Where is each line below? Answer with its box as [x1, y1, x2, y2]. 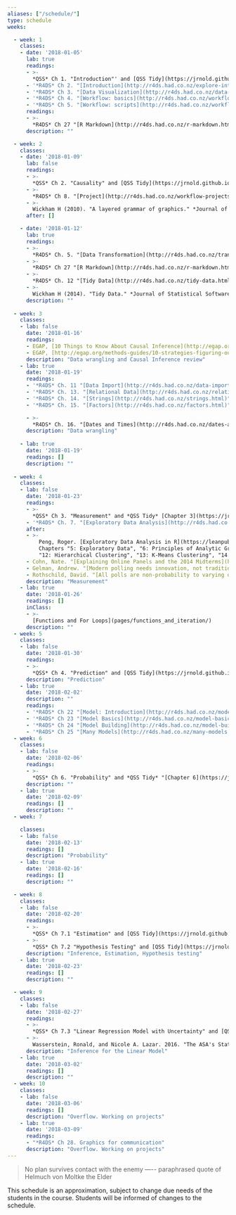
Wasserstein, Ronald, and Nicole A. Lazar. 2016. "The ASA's [32, 1041, 216, 1048]
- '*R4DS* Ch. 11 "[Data [25, 382, 99, 389]
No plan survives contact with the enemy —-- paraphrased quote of [24, 1165, 221, 1173]
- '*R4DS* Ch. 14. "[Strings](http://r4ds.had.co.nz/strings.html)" [25, 395, 231, 402]
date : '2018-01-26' [25, 591, 83, 598]
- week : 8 [13, 891, 42, 898]
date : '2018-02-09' [25, 794, 83, 801]
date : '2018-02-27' [25, 1008, 83, 1015]
